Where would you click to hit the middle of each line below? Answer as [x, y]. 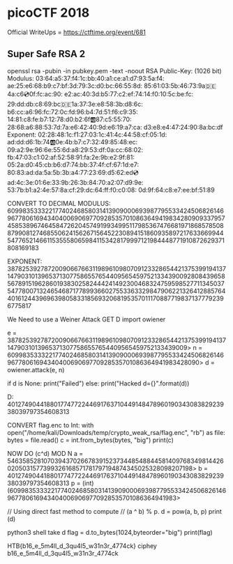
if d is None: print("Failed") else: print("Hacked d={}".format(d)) [98, 383]
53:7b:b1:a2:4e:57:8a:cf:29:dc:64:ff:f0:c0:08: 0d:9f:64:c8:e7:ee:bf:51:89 [111, 190]
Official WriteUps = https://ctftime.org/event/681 [77, 32]
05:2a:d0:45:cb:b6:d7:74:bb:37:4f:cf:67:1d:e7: [73, 165]
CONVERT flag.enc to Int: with [51, 425]
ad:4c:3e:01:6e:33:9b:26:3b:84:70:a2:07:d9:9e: [75, 182]
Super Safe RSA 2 [46, 54]
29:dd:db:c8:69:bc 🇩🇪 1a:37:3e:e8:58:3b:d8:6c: [75, 104]
